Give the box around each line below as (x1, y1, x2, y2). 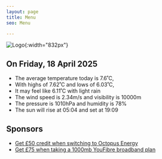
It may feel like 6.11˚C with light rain (14, 87, 101, 94)
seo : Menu (6, 20, 31, 26)
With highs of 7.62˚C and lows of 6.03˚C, (14, 81, 115, 88)
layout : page (6, 8, 39, 15)
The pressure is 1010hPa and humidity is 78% (14, 100, 127, 108)
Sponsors (6, 124, 43, 134)
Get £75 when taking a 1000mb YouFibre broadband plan (14, 146, 156, 153)
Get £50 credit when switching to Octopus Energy (14, 140, 139, 146)
